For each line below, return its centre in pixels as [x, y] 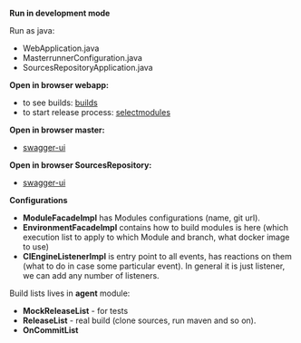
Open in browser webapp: [59, 85]
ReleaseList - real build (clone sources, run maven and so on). [139, 320]
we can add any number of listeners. [91, 275]
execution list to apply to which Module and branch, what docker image [156, 237]
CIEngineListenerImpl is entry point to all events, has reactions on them [157, 256]
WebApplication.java [61, 48]
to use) [36, 247]
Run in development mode [60, 13]
